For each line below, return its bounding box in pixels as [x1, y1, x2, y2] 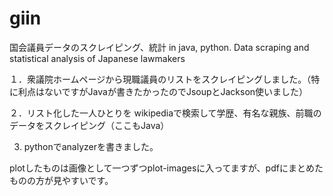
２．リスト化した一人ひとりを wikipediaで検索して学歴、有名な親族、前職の [9, 107, 322, 119]
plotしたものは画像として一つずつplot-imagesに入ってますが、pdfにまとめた [9, 162, 324, 174]
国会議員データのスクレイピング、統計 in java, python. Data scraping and [9, 41, 310, 53]
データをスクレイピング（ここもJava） [9, 119, 170, 131]
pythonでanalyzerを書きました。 [23, 140, 159, 152]
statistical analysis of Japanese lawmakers [9, 52, 186, 64]
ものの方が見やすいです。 [9, 174, 114, 186]
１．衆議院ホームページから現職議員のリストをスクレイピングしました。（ [9, 73, 312, 85]
